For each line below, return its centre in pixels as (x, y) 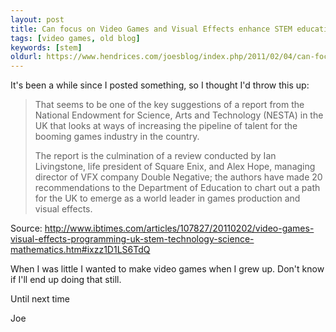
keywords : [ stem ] (46, 47)
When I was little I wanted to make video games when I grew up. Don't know (167, 269)
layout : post (37, 19)
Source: (26, 228)
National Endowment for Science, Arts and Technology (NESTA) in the (179, 115)
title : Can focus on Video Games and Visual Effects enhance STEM (151, 29)
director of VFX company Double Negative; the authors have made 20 (178, 177)
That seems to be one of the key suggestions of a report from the (169, 105)
